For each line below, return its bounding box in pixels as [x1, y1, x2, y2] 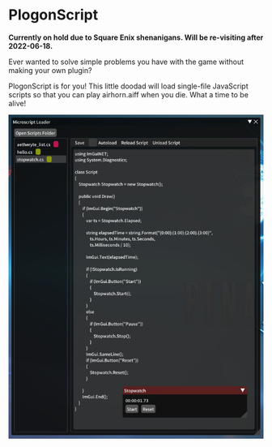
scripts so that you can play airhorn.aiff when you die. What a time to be [8, 89, 249, 99]
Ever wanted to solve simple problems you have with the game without [8, 57, 244, 67]
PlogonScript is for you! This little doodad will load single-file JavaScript [8, 81, 249, 91]
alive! [8, 98, 27, 108]
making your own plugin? [8, 65, 92, 75]
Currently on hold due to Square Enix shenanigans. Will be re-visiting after [8, 32, 264, 42]
